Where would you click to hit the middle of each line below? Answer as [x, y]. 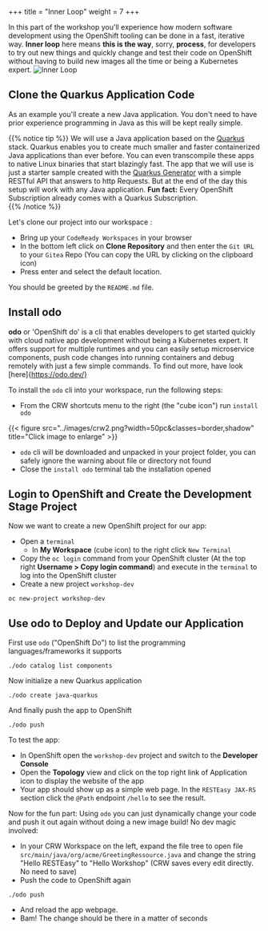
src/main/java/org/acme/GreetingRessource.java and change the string [138, 855]
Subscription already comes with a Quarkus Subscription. [103, 198]
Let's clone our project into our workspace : [80, 222]
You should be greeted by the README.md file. [81, 287]
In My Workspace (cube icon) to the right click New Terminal [132, 550]
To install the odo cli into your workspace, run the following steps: [116, 390]
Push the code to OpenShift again [75, 880]
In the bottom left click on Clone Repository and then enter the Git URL [137, 246]
